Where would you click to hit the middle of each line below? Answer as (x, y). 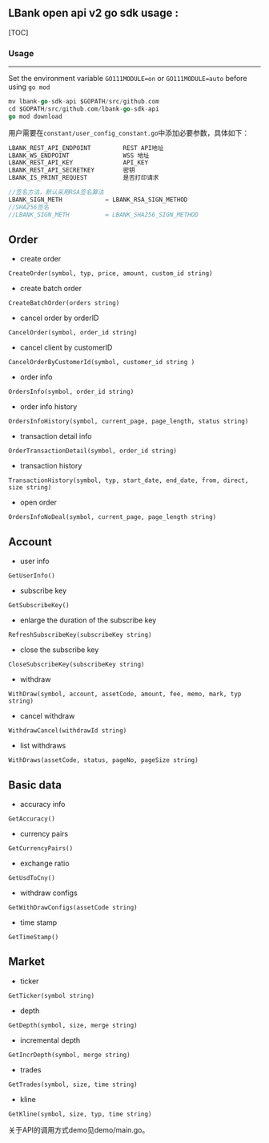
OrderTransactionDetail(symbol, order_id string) (93, 451)
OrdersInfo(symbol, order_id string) (71, 392)
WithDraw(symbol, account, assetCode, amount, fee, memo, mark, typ (125, 694)
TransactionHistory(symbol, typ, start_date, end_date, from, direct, (128, 480)
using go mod (29, 87)
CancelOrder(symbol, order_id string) (73, 333)
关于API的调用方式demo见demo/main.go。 (79, 1129)
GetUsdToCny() (32, 878)
